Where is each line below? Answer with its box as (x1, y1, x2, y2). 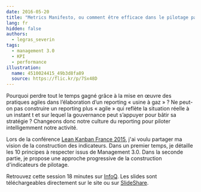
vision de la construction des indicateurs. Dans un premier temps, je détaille (6, 142, 193, 149)
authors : (6, 31, 28, 37)
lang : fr (6, 20, 28, 26)
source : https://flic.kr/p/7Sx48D (11, 76, 98, 82)
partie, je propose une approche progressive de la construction (6, 155, 162, 162)
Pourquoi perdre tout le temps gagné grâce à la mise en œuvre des (6, 92, 172, 100)
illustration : (6, 64, 42, 71)
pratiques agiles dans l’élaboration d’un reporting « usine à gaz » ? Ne (6, 98, 178, 106)
